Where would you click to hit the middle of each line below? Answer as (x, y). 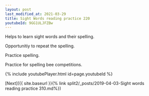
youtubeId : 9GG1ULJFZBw (29, 23)
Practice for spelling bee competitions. (44, 65)
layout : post (18, 9)
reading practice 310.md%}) (33, 89)
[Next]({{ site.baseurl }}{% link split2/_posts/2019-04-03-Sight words (75, 83)
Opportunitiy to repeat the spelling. (40, 46)
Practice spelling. (22, 55)
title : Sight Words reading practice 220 (48, 18)
